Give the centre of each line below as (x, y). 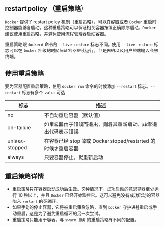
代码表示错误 (64, 131)
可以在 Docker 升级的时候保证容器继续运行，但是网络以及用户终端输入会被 (84, 50)
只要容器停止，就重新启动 (73, 157)
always (16, 157)
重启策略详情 (25, 176)
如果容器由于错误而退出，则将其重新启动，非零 (98, 124)
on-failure (19, 127)
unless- (17, 141)
